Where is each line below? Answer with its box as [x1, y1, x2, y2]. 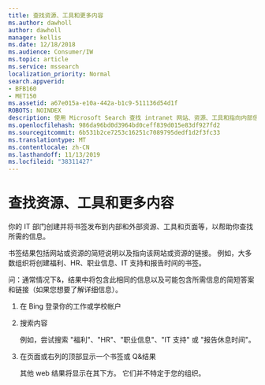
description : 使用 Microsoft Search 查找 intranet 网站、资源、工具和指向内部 [8, 114, 253, 122]
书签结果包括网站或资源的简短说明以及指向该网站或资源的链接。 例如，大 [8, 249, 245, 258]
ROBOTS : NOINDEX [8, 107, 62, 115]
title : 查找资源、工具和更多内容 [8, 11, 104, 20]
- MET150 [8, 92, 37, 100]
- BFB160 [8, 84, 37, 93]
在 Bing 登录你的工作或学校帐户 [19, 302, 122, 311]
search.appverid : [8, 77, 65, 85]
